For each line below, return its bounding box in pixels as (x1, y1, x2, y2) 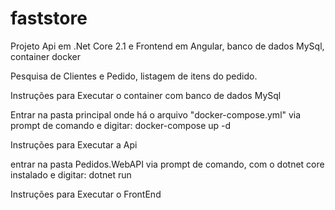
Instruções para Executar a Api (10, 138, 138, 151)
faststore (10, 7, 88, 30)
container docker (10, 50, 81, 62)
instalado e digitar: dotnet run (10, 168, 132, 181)
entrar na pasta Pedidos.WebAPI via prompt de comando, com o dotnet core (10, 158, 325, 170)
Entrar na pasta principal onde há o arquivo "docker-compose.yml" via (10, 108, 302, 121)
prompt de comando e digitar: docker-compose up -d (10, 119, 232, 131)
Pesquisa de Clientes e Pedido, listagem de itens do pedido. (10, 70, 258, 82)
